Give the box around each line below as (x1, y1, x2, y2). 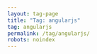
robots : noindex (7, 36, 55, 43)
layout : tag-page (7, 10, 59, 18)
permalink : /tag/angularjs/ (7, 29, 91, 37)
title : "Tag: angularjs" (7, 17, 81, 24)
